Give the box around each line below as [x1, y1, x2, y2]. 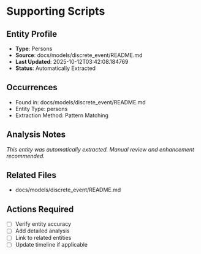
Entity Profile [6, 29, 57, 39]
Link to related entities [15, 234, 72, 242]
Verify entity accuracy [15, 220, 72, 228]
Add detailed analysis [15, 227, 70, 234]
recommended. [6, 152, 45, 160]
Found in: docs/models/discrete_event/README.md [15, 98, 146, 106]
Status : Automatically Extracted [15, 64, 96, 72]
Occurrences [6, 82, 58, 93]
